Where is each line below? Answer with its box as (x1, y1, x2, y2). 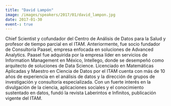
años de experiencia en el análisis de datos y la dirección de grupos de (5, 73, 155, 79)
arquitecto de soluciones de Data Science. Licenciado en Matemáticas (5, 63, 154, 69)
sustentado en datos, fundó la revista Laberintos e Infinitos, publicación (5, 90, 156, 96)
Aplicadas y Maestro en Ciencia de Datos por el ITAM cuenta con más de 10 (5, 68, 165, 74)
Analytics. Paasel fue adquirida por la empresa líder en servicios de (5, 52, 147, 58)
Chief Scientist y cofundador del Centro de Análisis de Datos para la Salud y (5, 36, 166, 42)
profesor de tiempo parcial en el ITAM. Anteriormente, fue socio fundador (5, 41, 160, 47)
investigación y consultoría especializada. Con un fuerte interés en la (5, 79, 151, 85)
